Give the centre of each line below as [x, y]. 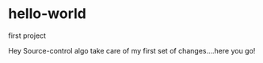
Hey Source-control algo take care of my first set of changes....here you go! [132, 50]
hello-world [48, 14]
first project [27, 35]
